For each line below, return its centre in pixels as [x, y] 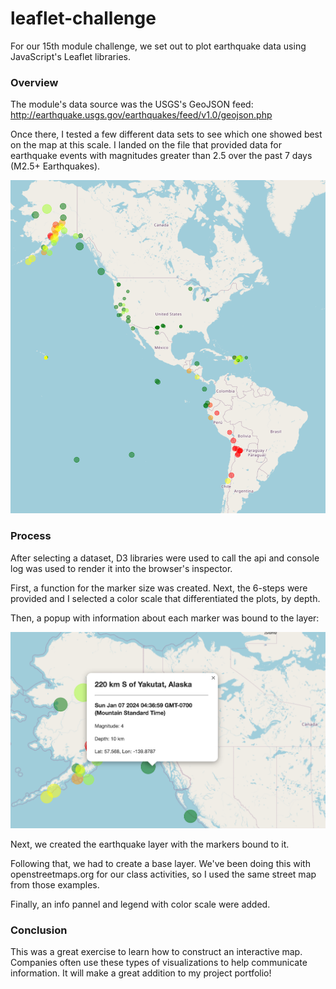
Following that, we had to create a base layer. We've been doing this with [160, 863]
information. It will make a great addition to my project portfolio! [141, 973]
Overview [34, 82]
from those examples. [55, 885]
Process [31, 536]
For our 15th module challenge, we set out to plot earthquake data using [158, 46]
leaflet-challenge [83, 18]
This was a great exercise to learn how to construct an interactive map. [156, 952]
